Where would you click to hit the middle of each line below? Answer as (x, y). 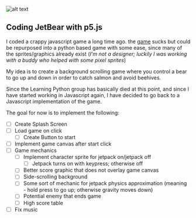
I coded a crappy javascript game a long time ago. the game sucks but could (98, 41)
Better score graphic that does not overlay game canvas (91, 170)
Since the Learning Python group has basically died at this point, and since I (97, 89)
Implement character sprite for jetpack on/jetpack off (87, 157)
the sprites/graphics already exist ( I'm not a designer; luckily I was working (97, 54)
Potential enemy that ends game (62, 196)
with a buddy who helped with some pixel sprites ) (66, 60)
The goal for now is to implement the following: (63, 113)
